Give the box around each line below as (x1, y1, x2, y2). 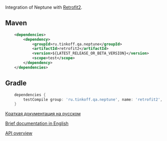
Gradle (5, 79, 27, 88)
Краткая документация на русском (5, 111, 81, 117)
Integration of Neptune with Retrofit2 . (5, 5, 83, 10)
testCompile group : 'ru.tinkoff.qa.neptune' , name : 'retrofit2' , (23, 97, 163, 102)
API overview (5, 130, 33, 136)
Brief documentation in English (5, 120, 69, 126)
